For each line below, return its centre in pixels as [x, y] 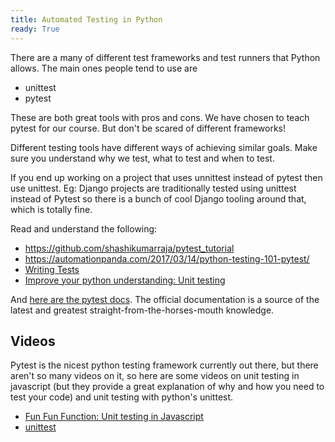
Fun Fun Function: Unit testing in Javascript [114, 417]
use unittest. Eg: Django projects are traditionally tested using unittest [153, 188]
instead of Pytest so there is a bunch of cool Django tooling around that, [158, 198]
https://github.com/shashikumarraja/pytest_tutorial [129, 248]
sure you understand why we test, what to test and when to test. [142, 158]
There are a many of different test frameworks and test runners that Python [165, 57]
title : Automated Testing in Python [86, 19]
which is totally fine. [51, 209]
